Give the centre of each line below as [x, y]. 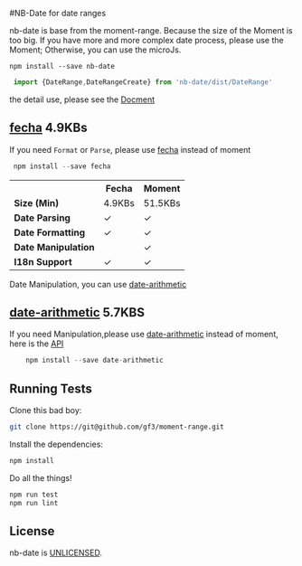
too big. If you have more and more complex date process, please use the [146, 40]
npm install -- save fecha [62, 166]
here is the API [37, 344]
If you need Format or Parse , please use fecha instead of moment [130, 149]
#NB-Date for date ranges [58, 13]
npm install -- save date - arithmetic [95, 361]
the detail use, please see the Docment [82, 99]
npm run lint [34, 503]
